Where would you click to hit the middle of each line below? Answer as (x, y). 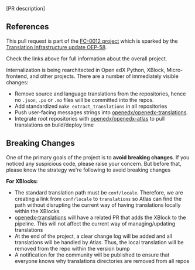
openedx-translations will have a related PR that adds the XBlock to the (100, 217)
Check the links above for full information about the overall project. (87, 59)
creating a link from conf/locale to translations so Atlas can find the (98, 199)
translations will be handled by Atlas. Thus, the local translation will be (99, 242)
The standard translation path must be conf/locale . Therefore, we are (99, 192)
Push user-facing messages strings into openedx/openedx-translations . (101, 112)
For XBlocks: (22, 181)
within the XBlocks (37, 211)
